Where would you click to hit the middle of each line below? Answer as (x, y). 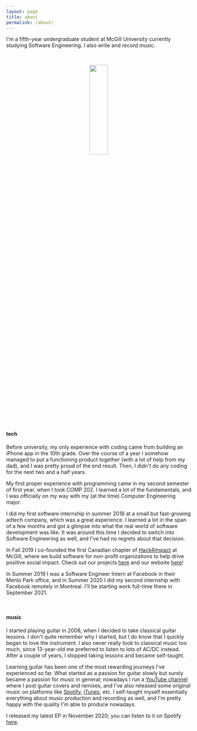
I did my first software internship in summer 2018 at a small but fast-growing (98, 513)
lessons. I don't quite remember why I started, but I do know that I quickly (95, 636)
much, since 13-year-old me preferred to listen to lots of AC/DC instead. (93, 649)
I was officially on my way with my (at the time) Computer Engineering (91, 496)
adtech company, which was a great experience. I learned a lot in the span (96, 520)
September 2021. (27, 592)
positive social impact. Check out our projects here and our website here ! (95, 562)
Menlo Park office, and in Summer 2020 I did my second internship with (93, 580)
